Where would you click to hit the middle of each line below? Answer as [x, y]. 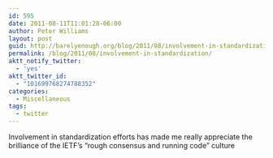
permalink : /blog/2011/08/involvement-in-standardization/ [110, 53]
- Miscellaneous [43, 99]
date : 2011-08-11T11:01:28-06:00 [65, 23]
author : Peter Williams [49, 31]
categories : [28, 91]
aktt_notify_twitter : [45, 62]
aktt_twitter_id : [38, 76]
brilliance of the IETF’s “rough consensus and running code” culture [122, 145]
